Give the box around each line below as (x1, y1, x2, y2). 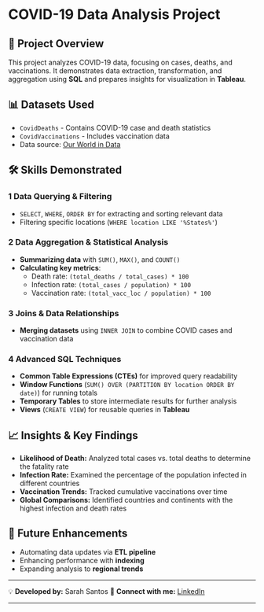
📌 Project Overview (8, 37, 104, 50)
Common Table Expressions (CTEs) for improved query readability (19, 371, 238, 381)
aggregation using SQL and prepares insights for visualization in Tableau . (8, 75, 246, 83)
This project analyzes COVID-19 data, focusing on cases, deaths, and (8, 57, 233, 67)
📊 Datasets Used (8, 98, 94, 112)
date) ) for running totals (19, 388, 98, 398)
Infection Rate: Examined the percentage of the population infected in (19, 470, 247, 480)
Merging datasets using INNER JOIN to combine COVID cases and (19, 326, 233, 335)
